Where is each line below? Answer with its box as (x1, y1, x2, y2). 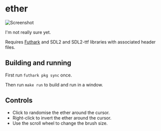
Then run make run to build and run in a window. (5, 81, 103, 87)
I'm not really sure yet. (5, 29, 51, 35)
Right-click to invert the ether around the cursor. (12, 114, 112, 120)
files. (5, 44, 15, 50)
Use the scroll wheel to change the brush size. (12, 120, 108, 126)
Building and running (5, 58, 71, 67)
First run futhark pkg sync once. (5, 72, 72, 78)
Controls (5, 96, 33, 105)
